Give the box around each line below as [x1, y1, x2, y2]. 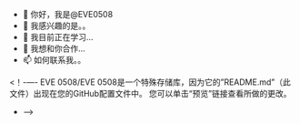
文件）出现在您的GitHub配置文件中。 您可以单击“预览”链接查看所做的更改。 [9, 88, 292, 98]
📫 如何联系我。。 [22, 55, 86, 65]
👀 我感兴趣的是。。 [22, 20, 91, 31]
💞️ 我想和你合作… [22, 43, 86, 54]
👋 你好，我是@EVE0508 [22, 9, 114, 19]
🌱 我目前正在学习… [22, 32, 94, 42]
